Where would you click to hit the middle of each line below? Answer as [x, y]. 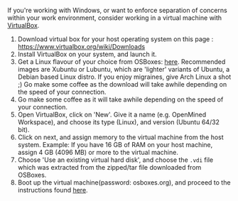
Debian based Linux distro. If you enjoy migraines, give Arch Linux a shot [124, 77]
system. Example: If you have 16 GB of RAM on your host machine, [115, 145]
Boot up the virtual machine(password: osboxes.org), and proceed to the [124, 183]
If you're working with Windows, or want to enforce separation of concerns [117, 10]
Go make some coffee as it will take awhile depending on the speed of [120, 99]
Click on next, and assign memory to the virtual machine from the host [120, 137]
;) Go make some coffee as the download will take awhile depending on [122, 84]
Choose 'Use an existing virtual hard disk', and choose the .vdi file [115, 160]
